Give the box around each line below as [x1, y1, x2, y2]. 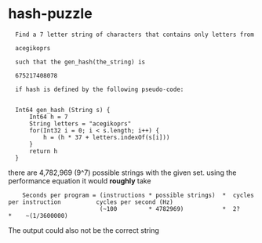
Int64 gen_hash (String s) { [15, 106, 111, 114]
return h [28, 147, 58, 155]
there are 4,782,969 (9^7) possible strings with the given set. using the [8, 168, 237, 177]
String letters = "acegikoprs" [28, 119, 132, 128]
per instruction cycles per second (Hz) [8, 198, 174, 206]
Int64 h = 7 [28, 113, 68, 121]
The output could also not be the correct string [8, 225, 159, 235]
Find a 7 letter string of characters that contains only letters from [15, 31, 255, 38]
